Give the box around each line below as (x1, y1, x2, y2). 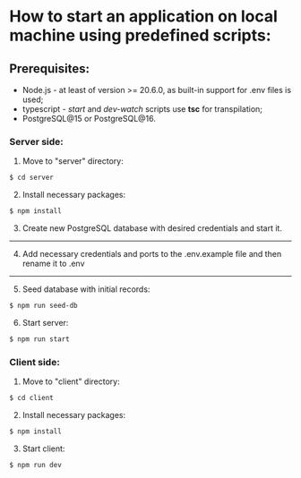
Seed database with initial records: (21, 284, 150, 294)
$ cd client (9, 394, 54, 403)
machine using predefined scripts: (9, 25, 271, 46)
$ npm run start (9, 334, 70, 344)
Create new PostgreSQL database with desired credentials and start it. (21, 223, 282, 234)
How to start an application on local (9, 6, 278, 27)
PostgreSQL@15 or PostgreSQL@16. (21, 114, 157, 124)
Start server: (21, 317, 69, 328)
